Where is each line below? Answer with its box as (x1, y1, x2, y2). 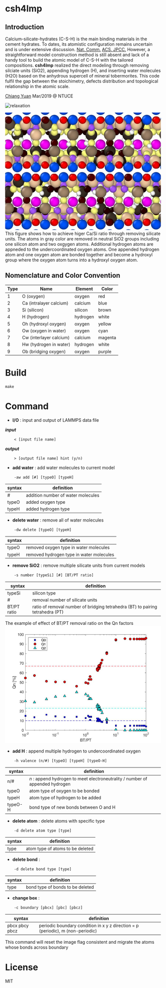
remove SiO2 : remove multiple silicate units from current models (12, 562, 145, 569)
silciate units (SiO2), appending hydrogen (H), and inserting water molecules (5, 68, 161, 74)
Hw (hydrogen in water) (22, 341, 71, 348)
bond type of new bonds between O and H (29, 804, 116, 810)
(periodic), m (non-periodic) (39, 928, 97, 934)
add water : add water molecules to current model (12, 464, 115, 470)
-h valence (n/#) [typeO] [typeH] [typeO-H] (14, 758, 107, 763)
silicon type (32, 590, 56, 596)
